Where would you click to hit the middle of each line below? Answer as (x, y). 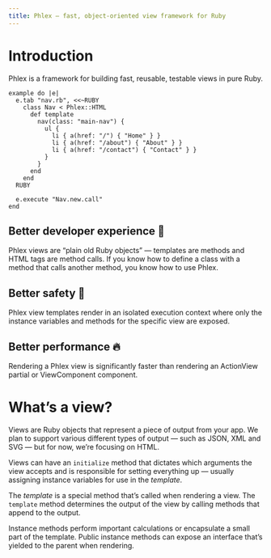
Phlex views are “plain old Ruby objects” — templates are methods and (127, 251)
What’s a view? (61, 407)
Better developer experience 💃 (87, 231)
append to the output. (44, 512)
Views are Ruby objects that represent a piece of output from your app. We (133, 429)
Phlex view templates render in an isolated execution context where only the (135, 313)
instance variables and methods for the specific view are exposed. (119, 321)
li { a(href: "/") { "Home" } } (106, 135)
